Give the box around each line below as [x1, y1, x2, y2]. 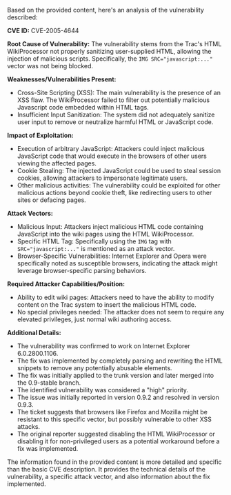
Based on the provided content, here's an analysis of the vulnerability [7, 6, 205, 14]
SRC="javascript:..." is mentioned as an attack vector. [17, 245, 175, 252]
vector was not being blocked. [7, 62, 94, 70]
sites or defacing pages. [17, 196, 86, 204]
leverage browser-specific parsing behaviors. [17, 267, 147, 274]
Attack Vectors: [7, 210, 54, 217]
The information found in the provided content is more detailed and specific [7, 458, 222, 466]
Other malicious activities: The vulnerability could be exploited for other [17, 181, 221, 189]
